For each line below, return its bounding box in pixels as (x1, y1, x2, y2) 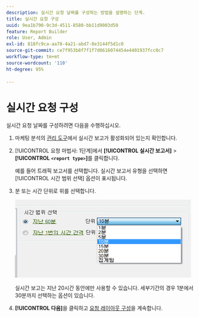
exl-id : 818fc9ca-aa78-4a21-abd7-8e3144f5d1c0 (6, 41, 124, 47)
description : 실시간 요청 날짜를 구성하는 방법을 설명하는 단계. (6, 10, 145, 16)
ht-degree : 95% (6, 66, 44, 72)
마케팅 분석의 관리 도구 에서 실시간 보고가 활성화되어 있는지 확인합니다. (14, 134, 178, 141)
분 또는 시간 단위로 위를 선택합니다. (14, 187, 97, 195)
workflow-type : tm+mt (6, 54, 60, 60)
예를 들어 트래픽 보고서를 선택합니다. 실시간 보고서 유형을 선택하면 (14, 167, 168, 174)
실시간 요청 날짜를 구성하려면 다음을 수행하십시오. (6, 122, 121, 129)
